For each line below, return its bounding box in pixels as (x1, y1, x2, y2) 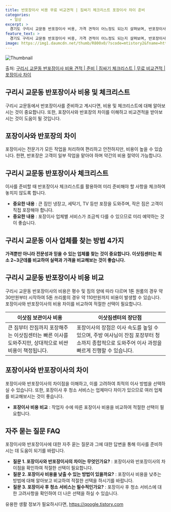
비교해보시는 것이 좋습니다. (10, 393, 64, 399)
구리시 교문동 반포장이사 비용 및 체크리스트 (5, 88, 130, 97)
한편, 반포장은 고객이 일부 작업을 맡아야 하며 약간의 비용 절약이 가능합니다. (16, 153, 163, 159)
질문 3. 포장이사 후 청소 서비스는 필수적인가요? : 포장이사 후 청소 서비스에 (12, 484, 157, 490)
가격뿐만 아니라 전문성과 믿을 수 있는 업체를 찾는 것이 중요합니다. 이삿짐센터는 (5, 251, 157, 257)
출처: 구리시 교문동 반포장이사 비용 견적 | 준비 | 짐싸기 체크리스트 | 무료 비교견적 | (5, 65, 165, 71)
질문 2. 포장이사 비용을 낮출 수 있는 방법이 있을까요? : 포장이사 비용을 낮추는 (12, 471, 162, 477)
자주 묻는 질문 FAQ (5, 427, 61, 435)
